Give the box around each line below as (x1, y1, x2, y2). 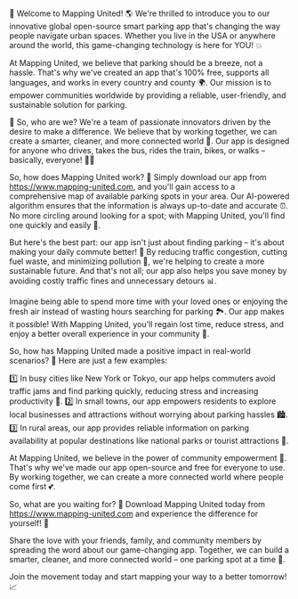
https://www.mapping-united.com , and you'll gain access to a (9, 182, 236, 192)
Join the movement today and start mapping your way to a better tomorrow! (9, 571, 287, 582)
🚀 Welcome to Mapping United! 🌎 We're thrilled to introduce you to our (9, 8, 270, 19)
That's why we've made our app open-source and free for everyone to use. (9, 463, 286, 472)
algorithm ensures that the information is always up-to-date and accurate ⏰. (9, 201, 289, 210)
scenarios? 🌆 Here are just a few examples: (9, 356, 167, 365)
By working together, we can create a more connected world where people (9, 472, 285, 482)
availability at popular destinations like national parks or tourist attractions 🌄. (9, 436, 289, 446)
